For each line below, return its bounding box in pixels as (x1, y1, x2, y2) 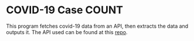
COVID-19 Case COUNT (6, 3, 123, 17)
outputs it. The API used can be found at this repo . (6, 28, 128, 35)
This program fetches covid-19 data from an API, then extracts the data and (6, 23, 189, 29)
